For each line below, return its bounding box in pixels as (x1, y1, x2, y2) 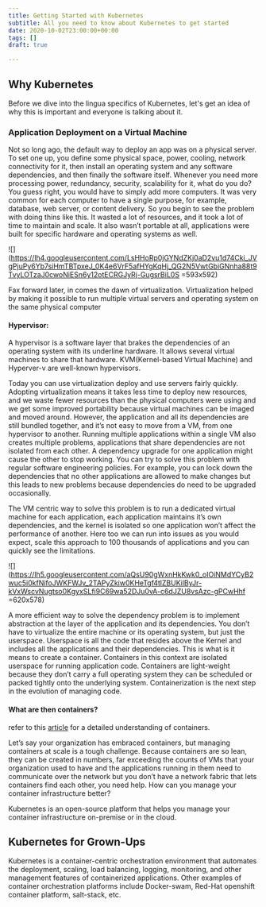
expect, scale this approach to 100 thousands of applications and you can (8, 538, 250, 547)
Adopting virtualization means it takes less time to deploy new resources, (8, 387, 248, 397)
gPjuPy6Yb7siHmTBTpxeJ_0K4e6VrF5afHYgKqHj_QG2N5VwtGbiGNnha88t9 (8, 261, 258, 271)
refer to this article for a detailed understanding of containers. (8, 722, 210, 731)
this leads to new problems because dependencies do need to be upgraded (8, 480, 256, 489)
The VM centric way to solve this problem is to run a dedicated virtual (8, 504, 236, 513)
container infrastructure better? (8, 788, 111, 798)
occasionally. (8, 488, 52, 498)
